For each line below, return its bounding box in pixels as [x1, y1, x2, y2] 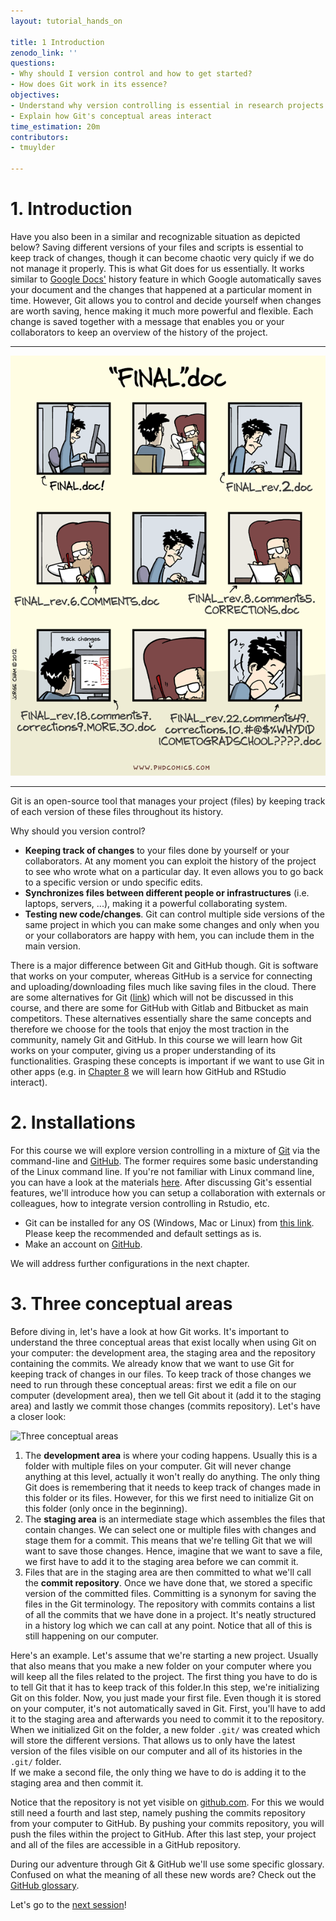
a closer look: [10, 1410, 67, 1422]
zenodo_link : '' [10, 48, 78, 58]
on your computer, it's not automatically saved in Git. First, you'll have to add [10, 1702, 326, 1714]
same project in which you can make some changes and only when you [24, 918, 320, 930]
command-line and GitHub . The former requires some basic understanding [10, 1155, 319, 1167]
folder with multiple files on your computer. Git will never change [24, 1460, 292, 1472]
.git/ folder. [10, 1755, 62, 1767]
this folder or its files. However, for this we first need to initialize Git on [24, 1491, 315, 1504]
